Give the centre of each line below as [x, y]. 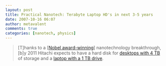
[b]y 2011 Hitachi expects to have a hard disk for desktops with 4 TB [89, 53]
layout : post [19, 10]
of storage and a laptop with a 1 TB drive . [61, 58]
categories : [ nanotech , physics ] [41, 33]
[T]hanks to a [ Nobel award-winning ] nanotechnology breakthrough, [89, 48]
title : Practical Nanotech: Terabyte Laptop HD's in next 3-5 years [79, 15]
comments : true [21, 29]
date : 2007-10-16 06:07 [30, 19]
